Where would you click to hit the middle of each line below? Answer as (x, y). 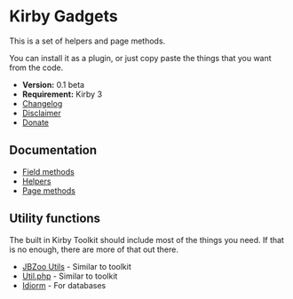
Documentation (53, 150)
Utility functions (55, 219)
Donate (36, 122)
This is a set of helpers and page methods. (87, 41)
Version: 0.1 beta (53, 84)
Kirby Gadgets (63, 16)
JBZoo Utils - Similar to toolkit (76, 266)
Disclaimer (42, 113)
